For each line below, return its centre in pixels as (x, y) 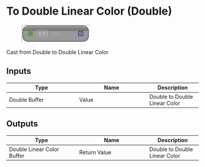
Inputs (19, 71)
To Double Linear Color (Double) (89, 11)
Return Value (95, 152)
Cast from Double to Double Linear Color (57, 52)
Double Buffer (26, 100)
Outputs (22, 124)
